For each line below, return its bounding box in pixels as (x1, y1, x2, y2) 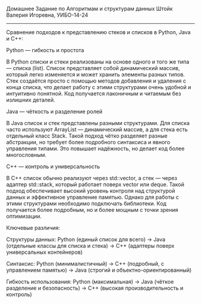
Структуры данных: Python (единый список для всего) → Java (6, 236, 166, 243)
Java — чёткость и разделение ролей (6, 108, 103, 115)
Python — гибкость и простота (6, 47, 84, 53)
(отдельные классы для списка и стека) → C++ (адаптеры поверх (6, 242, 175, 249)
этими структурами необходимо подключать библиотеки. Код (6, 200, 167, 207)
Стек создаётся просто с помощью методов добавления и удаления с (6, 77, 187, 84)
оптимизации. (6, 212, 42, 220)
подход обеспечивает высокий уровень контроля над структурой (6, 187, 175, 194)
